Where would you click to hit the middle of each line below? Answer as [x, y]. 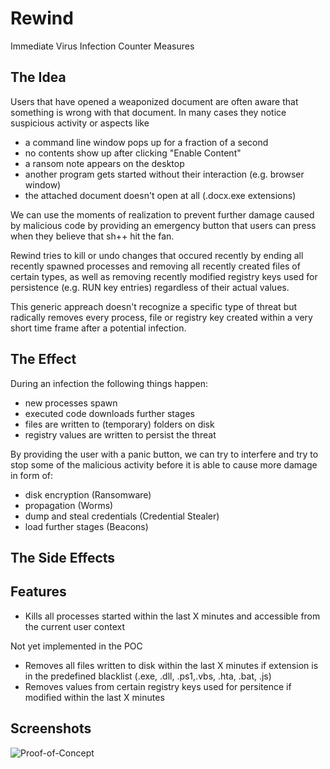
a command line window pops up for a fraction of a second [146, 142]
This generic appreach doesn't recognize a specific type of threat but [154, 306]
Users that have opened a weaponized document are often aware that [154, 101]
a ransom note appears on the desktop [104, 163]
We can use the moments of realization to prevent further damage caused [162, 214]
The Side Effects [63, 557]
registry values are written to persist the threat [120, 434]
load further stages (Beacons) [86, 526]
